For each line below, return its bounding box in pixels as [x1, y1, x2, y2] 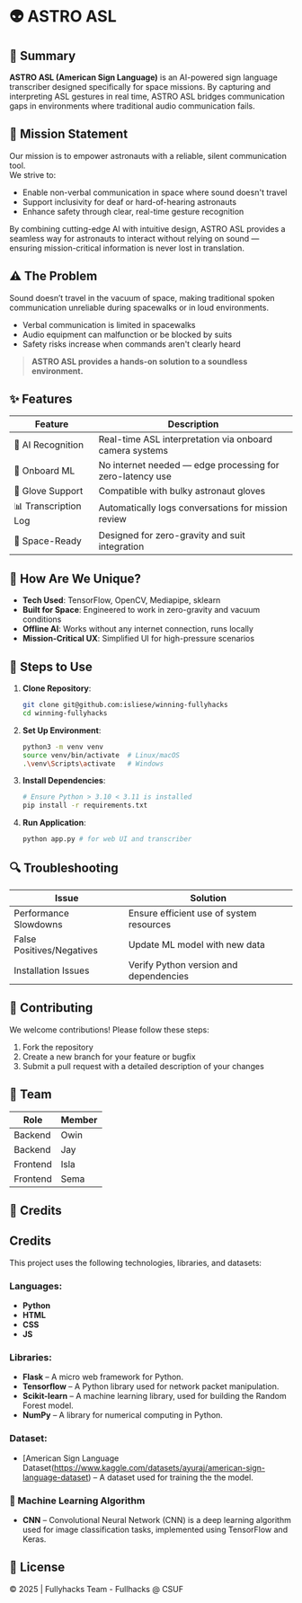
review [98, 512, 128, 525]
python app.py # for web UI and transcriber [22, 835, 192, 844]
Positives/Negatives [13, 943, 99, 956]
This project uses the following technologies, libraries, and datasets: [9, 1257, 262, 1268]
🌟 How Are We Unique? [9, 571, 141, 586]
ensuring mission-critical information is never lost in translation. [9, 243, 245, 253]
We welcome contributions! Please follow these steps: [9, 1024, 209, 1035]
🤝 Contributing [9, 1000, 93, 1015]
